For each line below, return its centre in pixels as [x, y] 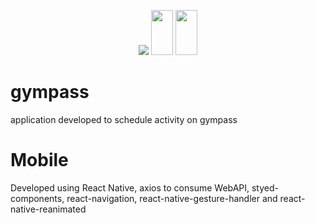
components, [37, 198]
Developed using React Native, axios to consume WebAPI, [130, 187]
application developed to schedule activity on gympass [124, 119]
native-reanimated [48, 209]
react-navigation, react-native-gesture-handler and [172, 198]
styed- [265, 187]
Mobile [39, 160]
